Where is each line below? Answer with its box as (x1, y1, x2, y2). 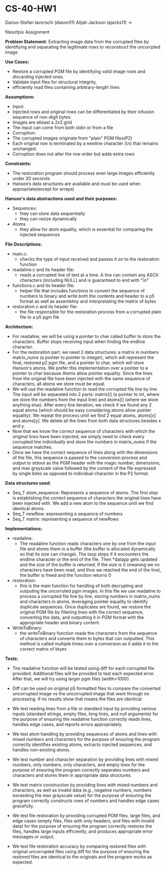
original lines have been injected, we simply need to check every (12, 433, 145, 439)
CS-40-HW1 (5, 3, 57, 14)
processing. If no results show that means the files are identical (12, 696, 142, 702)
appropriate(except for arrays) (12, 186, 74, 192)
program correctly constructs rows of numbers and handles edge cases (12, 798, 160, 803)
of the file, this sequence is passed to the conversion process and (12, 455, 147, 461)
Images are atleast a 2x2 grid (12, 119, 72, 125)
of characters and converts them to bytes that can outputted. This (19, 635, 155, 641)
